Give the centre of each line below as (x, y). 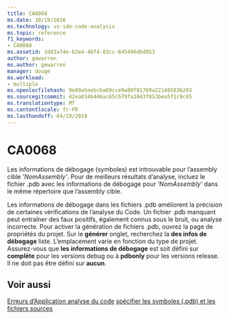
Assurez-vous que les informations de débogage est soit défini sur (103, 248)
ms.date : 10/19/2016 (37, 20)
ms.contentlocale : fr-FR (43, 110)
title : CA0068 (28, 13)
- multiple (23, 84)
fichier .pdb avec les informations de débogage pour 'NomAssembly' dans (113, 184)
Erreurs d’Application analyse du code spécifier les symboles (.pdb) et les (111, 301)
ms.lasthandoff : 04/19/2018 (47, 116)
